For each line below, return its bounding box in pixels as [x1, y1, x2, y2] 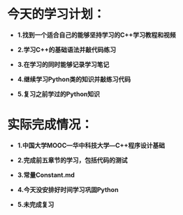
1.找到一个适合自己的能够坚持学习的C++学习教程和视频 [17, 31, 176, 39]
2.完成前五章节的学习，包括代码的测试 [17, 156, 128, 164]
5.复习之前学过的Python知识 [17, 90, 100, 98]
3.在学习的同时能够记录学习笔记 [17, 60, 110, 68]
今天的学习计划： [7, 6, 106, 22]
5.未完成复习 [17, 200, 54, 209]
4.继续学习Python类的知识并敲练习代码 [17, 74, 131, 83]
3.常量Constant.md [17, 170, 75, 179]
